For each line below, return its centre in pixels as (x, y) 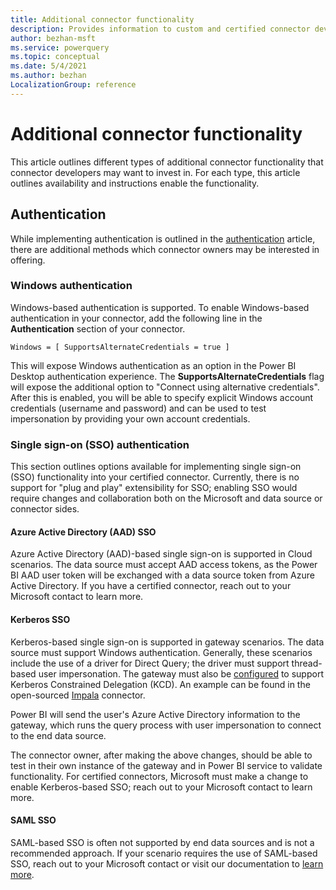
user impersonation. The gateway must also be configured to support (181, 673)
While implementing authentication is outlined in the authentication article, (163, 238)
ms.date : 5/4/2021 (48, 66)
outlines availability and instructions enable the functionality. (135, 183)
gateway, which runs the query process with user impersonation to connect (166, 725)
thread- (307, 663)
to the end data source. (58, 735)
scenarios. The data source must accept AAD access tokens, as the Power (164, 565)
